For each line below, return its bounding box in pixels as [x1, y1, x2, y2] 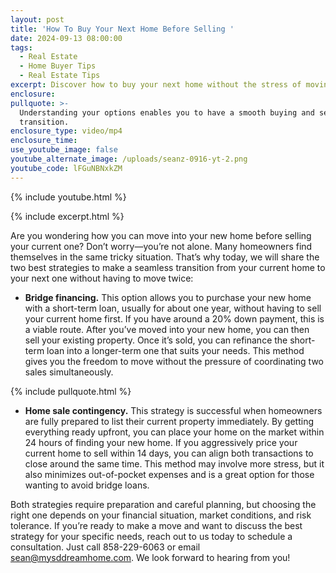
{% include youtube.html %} [10, 191, 127, 203]
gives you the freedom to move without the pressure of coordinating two [24, 355, 324, 367]
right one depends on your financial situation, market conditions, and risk [10, 509, 312, 521]
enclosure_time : [10, 136, 78, 146]
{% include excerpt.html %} [10, 210, 125, 222]
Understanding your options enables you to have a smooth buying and [19, 107, 315, 118]
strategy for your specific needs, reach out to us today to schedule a [10, 530, 293, 542]
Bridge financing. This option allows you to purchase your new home [24, 291, 312, 303]
